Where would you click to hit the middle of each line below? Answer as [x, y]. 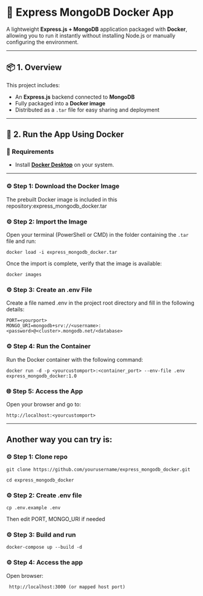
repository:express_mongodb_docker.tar [57, 206]
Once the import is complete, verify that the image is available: [84, 263]
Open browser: [25, 575]
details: [15, 310]
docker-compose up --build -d [44, 548]
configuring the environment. [43, 42]
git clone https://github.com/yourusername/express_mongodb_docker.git [98, 469]
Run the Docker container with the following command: [75, 359]
